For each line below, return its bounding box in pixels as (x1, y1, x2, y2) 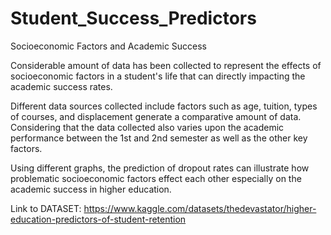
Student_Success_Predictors (10, 7, 257, 30)
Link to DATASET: (10, 202, 82, 214)
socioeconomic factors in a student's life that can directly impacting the (10, 70, 306, 82)
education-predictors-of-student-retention (10, 213, 187, 225)
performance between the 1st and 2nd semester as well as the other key (10, 132, 308, 144)
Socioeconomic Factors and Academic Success (10, 40, 208, 52)
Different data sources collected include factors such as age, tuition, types (10, 100, 318, 112)
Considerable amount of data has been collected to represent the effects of (10, 59, 322, 71)
